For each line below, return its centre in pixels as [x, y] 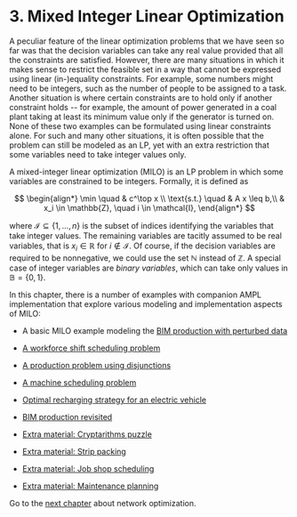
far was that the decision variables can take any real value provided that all [146, 50]
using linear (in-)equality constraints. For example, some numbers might [141, 78]
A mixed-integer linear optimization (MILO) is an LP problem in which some [147, 172]
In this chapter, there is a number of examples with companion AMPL [136, 295]
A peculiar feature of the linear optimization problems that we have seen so [147, 41]
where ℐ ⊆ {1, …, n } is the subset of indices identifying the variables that [141, 225]
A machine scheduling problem [79, 382]
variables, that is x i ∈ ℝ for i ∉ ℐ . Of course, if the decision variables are [142, 246]
